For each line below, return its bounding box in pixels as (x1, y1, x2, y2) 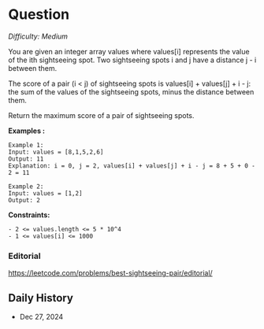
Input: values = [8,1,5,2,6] (8, 148, 104, 156)
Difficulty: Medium (8, 31, 69, 41)
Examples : (8, 126, 46, 135)
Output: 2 (8, 196, 41, 204)
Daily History (8, 291, 73, 305)
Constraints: (8, 210, 50, 220)
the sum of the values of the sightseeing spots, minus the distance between (8, 87, 255, 96)
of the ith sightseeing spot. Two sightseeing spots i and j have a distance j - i (8, 55, 257, 65)
